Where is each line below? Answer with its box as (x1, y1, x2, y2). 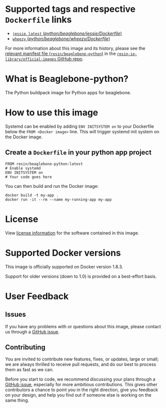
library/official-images (5, 57, 56, 61)
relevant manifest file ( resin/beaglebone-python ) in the (5, 51, 116, 57)
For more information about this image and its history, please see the (5, 45, 146, 51)
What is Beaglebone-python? (5, 73, 129, 85)
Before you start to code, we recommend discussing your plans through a (5, 376, 156, 382)
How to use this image (5, 107, 98, 118)
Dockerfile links (5, 14, 72, 25)
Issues (5, 310, 26, 319)
